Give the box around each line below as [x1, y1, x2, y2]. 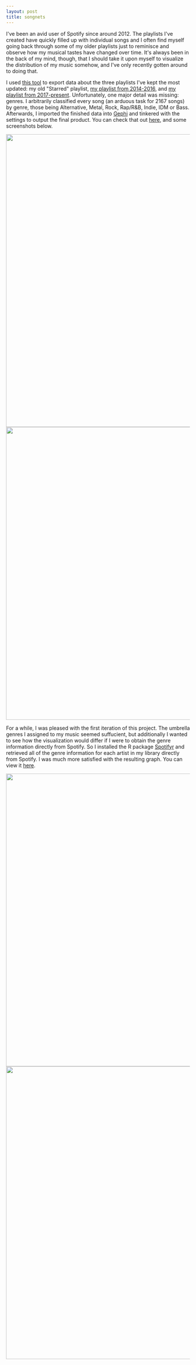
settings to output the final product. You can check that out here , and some [6, 116, 187, 123]
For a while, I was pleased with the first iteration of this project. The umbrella [6, 724, 190, 731]
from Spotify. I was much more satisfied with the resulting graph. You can [6, 755, 183, 762]
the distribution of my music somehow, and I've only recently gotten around [6, 61, 188, 68]
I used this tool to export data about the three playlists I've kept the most [6, 78, 180, 85]
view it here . [6, 762, 36, 769]
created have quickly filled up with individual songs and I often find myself [6, 36, 185, 43]
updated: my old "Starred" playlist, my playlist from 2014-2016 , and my [6, 85, 176, 92]
